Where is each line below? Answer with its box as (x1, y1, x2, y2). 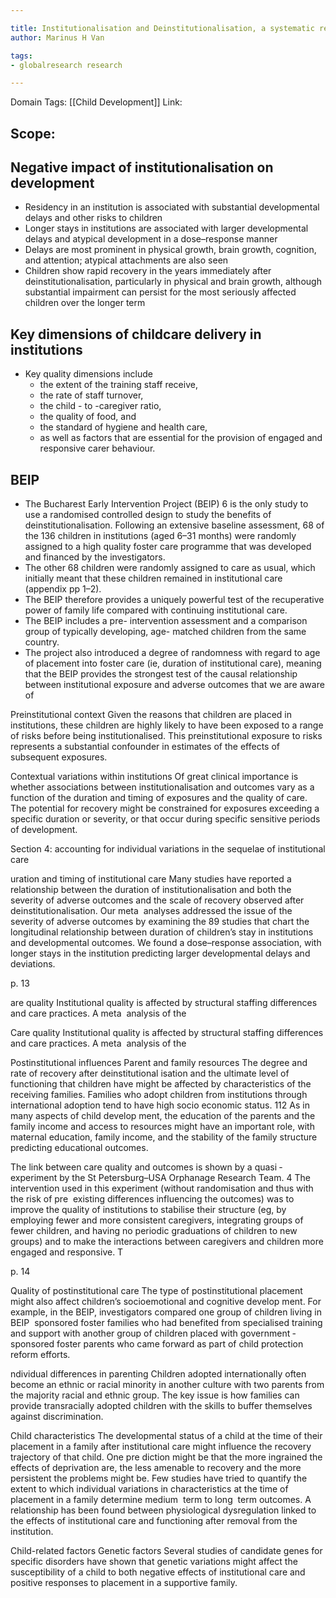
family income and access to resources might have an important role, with (10, 1121, 315, 1133)
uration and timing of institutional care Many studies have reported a (10, 873, 292, 885)
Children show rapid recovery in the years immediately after (24, 265, 272, 277)
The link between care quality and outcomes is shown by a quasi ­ (10, 1161, 283, 1173)
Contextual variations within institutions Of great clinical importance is (10, 771, 299, 783)
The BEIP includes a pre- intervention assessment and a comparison (24, 615, 308, 627)
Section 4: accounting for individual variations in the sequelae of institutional (10, 843, 326, 855)
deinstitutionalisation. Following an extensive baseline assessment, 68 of (24, 519, 325, 531)
